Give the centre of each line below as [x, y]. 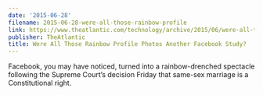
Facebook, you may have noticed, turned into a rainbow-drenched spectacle [131, 66]
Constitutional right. [40, 83]
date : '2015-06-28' [40, 15]
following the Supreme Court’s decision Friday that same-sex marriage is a [128, 75]
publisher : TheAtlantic [47, 37]
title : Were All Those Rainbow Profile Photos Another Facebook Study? [127, 44]
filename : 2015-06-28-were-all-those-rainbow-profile [98, 23]
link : [17, 30]
